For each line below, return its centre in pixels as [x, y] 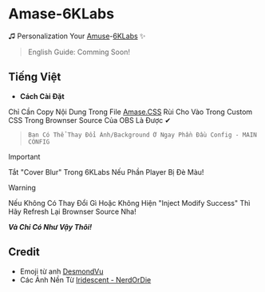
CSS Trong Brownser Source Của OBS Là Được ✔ [90, 120]
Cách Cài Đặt [42, 96]
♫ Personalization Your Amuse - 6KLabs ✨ [77, 36]
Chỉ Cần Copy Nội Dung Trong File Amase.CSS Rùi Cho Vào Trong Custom [131, 112]
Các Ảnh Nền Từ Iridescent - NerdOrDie [85, 279]
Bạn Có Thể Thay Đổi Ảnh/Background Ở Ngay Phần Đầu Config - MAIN [142, 135]
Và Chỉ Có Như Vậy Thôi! [50, 227]
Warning [22, 187]
